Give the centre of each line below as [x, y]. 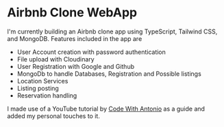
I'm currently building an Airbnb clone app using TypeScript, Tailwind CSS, [112, 31]
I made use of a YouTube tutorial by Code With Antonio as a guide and [106, 109]
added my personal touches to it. [54, 116]
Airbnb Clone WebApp [72, 13]
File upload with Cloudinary [55, 59]
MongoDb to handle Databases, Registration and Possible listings [109, 74]
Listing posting [38, 88]
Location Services [42, 81]
